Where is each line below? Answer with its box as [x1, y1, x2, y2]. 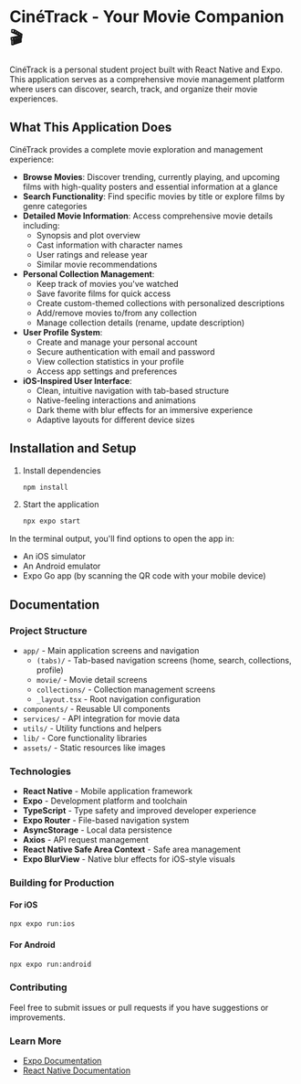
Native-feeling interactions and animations [36, 395, 196, 406]
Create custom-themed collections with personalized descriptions [36, 297, 285, 308]
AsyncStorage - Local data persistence [22, 824, 172, 835]
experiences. [9, 93, 59, 104]
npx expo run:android [9, 960, 92, 969]
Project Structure [9, 624, 88, 637]
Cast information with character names [36, 239, 183, 250]
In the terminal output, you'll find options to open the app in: [9, 533, 234, 545]
